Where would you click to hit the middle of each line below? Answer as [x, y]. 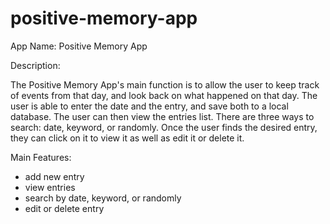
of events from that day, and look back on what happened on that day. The [164, 95]
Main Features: [41, 157]
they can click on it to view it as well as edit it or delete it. [127, 138]
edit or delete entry [64, 208]
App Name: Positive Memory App [79, 46]
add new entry [54, 176]
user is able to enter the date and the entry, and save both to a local [149, 106]
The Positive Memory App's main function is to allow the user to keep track [165, 84]
